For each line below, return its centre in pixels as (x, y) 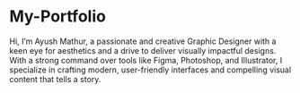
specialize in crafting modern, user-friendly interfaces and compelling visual (150, 70)
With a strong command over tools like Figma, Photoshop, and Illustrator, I (146, 60)
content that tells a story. (55, 79)
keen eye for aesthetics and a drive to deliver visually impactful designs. (143, 50)
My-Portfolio (57, 17)
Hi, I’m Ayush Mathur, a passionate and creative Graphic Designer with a (143, 41)
